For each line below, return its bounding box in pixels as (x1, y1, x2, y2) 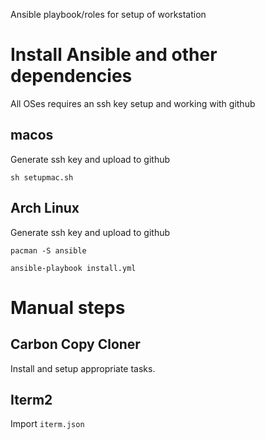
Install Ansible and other (10, 44, 218, 66)
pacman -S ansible (10, 245, 87, 256)
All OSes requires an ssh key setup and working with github (10, 97, 256, 109)
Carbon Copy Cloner (10, 336, 141, 353)
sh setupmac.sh (10, 172, 74, 183)
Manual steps (10, 296, 126, 319)
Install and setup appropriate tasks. (10, 362, 156, 374)
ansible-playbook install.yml (10, 263, 137, 273)
